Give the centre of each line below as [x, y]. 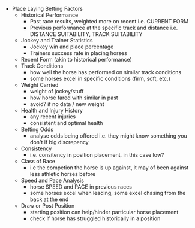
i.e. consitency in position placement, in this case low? [97, 155]
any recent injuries [53, 117]
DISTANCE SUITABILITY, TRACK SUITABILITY [86, 34]
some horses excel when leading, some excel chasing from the [108, 193]
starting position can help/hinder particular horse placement [104, 212]
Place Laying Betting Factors [47, 9]
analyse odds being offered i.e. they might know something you [108, 136]
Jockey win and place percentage [72, 47]
